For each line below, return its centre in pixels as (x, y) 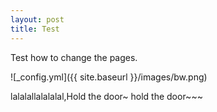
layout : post (37, 19)
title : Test (35, 29)
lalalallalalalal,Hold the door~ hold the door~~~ (106, 96)
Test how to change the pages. (74, 57)
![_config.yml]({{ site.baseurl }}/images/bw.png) (109, 77)
